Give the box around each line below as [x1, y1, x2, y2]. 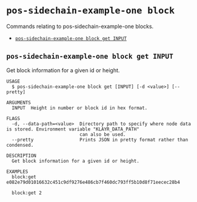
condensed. [6, 142, 34, 148]
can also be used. [79, 131, 126, 138]
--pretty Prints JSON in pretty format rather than [12, 136, 189, 143]
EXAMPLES [6, 169, 28, 175]
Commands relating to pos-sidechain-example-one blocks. [6, 22, 154, 30]
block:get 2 [12, 190, 42, 196]
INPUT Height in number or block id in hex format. [12, 105, 148, 111]
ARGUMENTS [6, 99, 32, 106]
